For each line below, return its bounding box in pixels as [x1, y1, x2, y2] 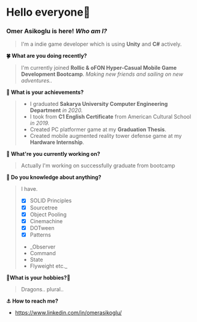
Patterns [29, 231, 51, 238]
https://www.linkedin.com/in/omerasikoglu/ [14, 309, 122, 316]
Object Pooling [29, 211, 67, 218]
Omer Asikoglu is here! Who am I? [6, 27, 108, 36]
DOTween [29, 224, 55, 231]
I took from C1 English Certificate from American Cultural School [29, 113, 191, 120]
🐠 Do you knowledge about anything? [6, 174, 102, 181]
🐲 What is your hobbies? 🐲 [6, 274, 71, 281]
